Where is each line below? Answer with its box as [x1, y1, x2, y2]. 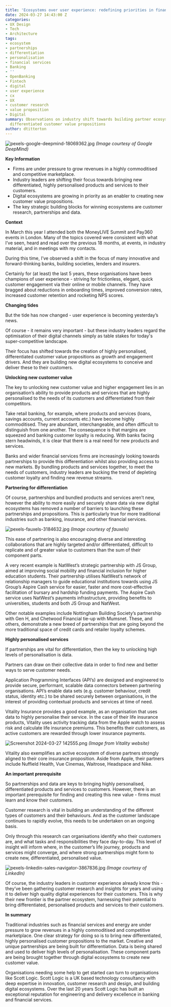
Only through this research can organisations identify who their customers [5, 833, 161, 839]
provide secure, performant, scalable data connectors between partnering [5, 682, 161, 688]
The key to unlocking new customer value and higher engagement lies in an [5, 384, 164, 390]
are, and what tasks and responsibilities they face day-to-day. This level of [5, 838, 162, 844]
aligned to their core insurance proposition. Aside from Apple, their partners [5, 755, 164, 762]
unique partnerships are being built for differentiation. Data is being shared [5, 943, 162, 949]
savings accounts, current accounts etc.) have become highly [5, 416, 135, 422]
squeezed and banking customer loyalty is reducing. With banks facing [5, 432, 154, 438]
